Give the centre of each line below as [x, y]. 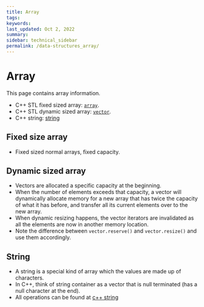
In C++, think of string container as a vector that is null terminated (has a [106, 284]
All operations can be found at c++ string [67, 297]
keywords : [19, 23]
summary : [17, 35]
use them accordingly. [43, 237]
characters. [30, 278]
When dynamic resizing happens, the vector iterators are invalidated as [104, 218]
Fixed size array [37, 137]
